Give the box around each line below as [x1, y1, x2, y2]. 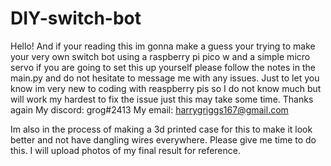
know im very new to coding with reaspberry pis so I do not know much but [10, 82, 322, 94]
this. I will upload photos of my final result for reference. [10, 144, 241, 156]
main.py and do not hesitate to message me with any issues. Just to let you [10, 72, 320, 84]
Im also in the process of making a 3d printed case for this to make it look [10, 123, 313, 135]
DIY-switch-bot [10, 7, 142, 30]
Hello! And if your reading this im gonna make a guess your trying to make [10, 40, 316, 52]
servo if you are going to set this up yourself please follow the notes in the [10, 61, 316, 73]
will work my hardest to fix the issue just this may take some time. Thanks [10, 93, 314, 105]
